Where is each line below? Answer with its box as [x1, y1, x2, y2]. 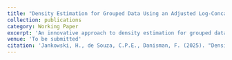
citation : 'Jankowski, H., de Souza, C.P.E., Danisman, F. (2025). [7, 42, 206, 49]
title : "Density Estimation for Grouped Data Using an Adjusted [7, 10, 196, 17]
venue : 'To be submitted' [7, 36, 81, 43]
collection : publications [7, 17, 81, 23]
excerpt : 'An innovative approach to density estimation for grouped [7, 29, 212, 37]
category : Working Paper [7, 23, 79, 30]
